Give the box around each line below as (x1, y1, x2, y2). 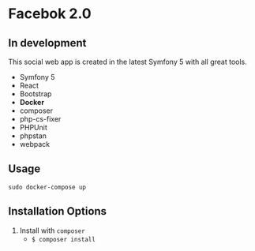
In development (8, 36, 87, 50)
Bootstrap (19, 89, 52, 99)
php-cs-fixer (19, 114, 62, 123)
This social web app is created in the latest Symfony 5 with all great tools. (8, 57, 247, 66)
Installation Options (8, 204, 107, 218)
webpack (19, 140, 50, 148)
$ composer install (31, 235, 96, 243)
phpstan (19, 131, 47, 140)
